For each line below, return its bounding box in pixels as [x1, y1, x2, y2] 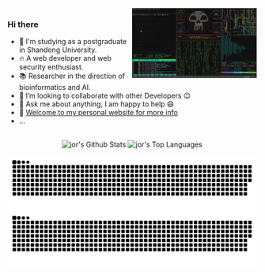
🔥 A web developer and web [18, 54, 112, 63]
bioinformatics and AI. [18, 83, 91, 92]
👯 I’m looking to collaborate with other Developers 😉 [18, 91, 191, 101]
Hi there [7, 19, 39, 30]
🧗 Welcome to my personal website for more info [18, 108, 179, 117]
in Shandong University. [18, 45, 97, 54]
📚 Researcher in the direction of [18, 71, 126, 81]
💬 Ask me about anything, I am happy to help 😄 [18, 99, 175, 109]
